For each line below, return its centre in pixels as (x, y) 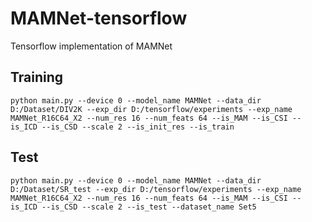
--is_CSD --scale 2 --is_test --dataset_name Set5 (149, 207)
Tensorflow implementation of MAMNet (91, 46)
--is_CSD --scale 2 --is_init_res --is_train (138, 127)
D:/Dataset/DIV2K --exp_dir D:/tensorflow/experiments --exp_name (151, 109)
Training (37, 77)
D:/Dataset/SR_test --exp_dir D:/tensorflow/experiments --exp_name (156, 189)
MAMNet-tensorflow (99, 18)
